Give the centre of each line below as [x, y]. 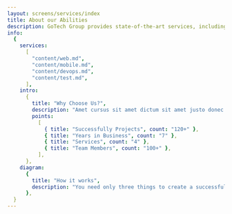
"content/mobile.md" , [63, 65]
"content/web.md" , [58, 59]
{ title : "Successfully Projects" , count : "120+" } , [121, 129]
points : [43, 116]
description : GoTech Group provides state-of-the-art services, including [117, 26]
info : [15, 33]
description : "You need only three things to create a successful [129, 187]
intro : [29, 90]
